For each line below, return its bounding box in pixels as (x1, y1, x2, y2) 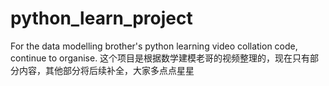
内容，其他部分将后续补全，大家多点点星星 (18, 64, 195, 76)
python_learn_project (10, 7, 193, 30)
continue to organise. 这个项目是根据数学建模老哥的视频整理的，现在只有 (10, 52, 311, 64)
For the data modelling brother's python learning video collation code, (10, 40, 298, 52)
